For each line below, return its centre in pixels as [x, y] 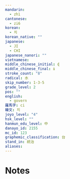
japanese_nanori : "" [26, 55]
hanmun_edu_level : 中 [26, 124]
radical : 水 [17, 78]
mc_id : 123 [16, 133]
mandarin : [15, 10]
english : [14, 96]
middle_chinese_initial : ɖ [32, 64]
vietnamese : [17, 60]
